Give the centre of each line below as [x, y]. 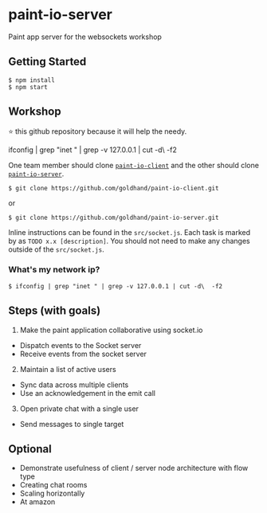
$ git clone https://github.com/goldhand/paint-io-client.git [114, 188]
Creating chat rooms [53, 485]
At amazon [37, 502]
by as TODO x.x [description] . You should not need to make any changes [129, 241]
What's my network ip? [54, 270]
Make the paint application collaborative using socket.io [111, 330]
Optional [30, 449]
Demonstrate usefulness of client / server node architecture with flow [134, 468]
